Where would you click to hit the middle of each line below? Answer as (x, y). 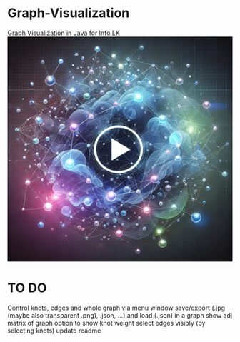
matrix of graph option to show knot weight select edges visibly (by (106, 323)
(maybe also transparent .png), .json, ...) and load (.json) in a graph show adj (120, 315)
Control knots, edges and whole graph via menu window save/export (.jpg (116, 308)
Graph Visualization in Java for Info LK (64, 33)
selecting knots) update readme (54, 331)
